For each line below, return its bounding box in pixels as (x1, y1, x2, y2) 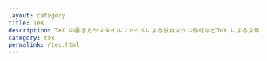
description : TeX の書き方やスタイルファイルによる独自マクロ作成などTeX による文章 (8, 26, 261, 34)
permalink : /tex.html (8, 41, 80, 49)
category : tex (8, 33, 56, 42)
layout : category (8, 11, 66, 20)
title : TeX (8, 19, 44, 27)
